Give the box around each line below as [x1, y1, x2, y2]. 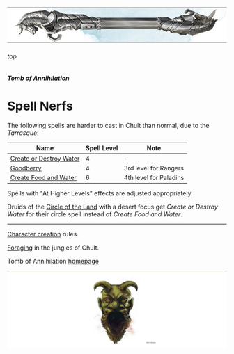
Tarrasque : [7, 129, 40, 137]
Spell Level [86, 144, 118, 152]
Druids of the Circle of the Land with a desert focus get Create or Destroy [7, 202, 218, 211]
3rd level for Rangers [124, 163, 185, 172]
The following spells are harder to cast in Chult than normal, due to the [7, 121, 210, 129]
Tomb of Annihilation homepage [7, 257, 100, 265]
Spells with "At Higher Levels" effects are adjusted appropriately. [7, 188, 193, 198]
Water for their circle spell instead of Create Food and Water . [7, 209, 183, 218]
